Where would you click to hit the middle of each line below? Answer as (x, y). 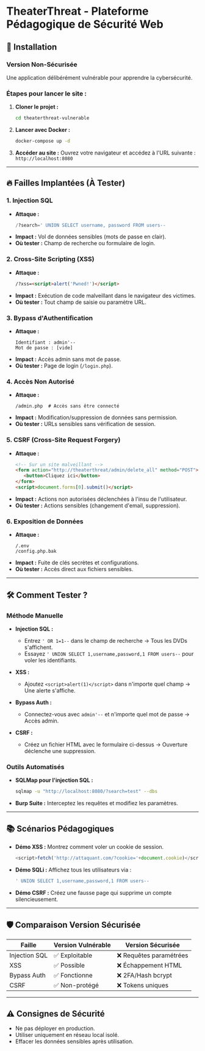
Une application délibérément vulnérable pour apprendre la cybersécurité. (99, 77)
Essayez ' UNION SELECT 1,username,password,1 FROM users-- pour (109, 653)
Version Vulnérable (82, 945)
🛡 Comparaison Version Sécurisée (74, 925)
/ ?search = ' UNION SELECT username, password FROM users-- (90, 225)
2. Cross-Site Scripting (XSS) (50, 259)
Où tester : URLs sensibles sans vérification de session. (85, 424)
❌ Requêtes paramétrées (153, 955)
